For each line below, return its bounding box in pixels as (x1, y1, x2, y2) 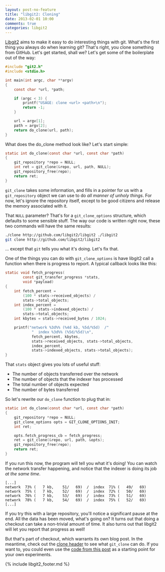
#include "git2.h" (5, 65, 43, 70)
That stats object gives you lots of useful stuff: (5, 361, 101, 367)
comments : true (5, 21, 36, 26)
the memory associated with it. (5, 203, 68, 209)
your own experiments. (5, 551, 52, 557)
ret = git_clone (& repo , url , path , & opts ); (14, 437, 105, 443)
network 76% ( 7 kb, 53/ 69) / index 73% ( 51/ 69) (5, 493, 147, 498)
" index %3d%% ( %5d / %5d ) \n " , (31, 329, 94, 334)
